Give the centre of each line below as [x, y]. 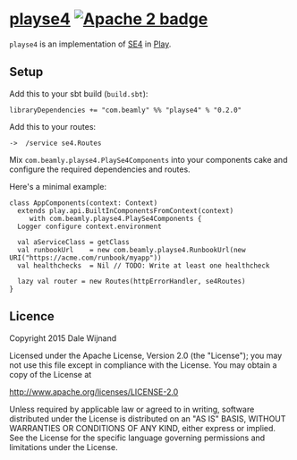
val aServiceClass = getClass [73, 242]
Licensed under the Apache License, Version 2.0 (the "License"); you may [146, 355]
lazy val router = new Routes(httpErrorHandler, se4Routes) [132, 281]
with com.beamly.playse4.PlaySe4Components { [115, 218]
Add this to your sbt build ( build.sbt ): [79, 93]
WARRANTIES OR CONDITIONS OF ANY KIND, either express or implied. [142, 428]
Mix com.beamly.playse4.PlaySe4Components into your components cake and [148, 159]
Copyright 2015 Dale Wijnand [63, 338]
